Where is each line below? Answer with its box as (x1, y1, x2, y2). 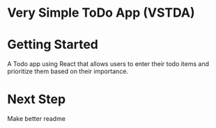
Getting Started (7, 37, 99, 53)
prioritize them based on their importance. (7, 67, 129, 76)
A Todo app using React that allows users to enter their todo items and (7, 60, 210, 68)
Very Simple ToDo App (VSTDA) (7, 5, 195, 21)
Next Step (7, 92, 66, 107)
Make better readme (7, 115, 66, 123)
